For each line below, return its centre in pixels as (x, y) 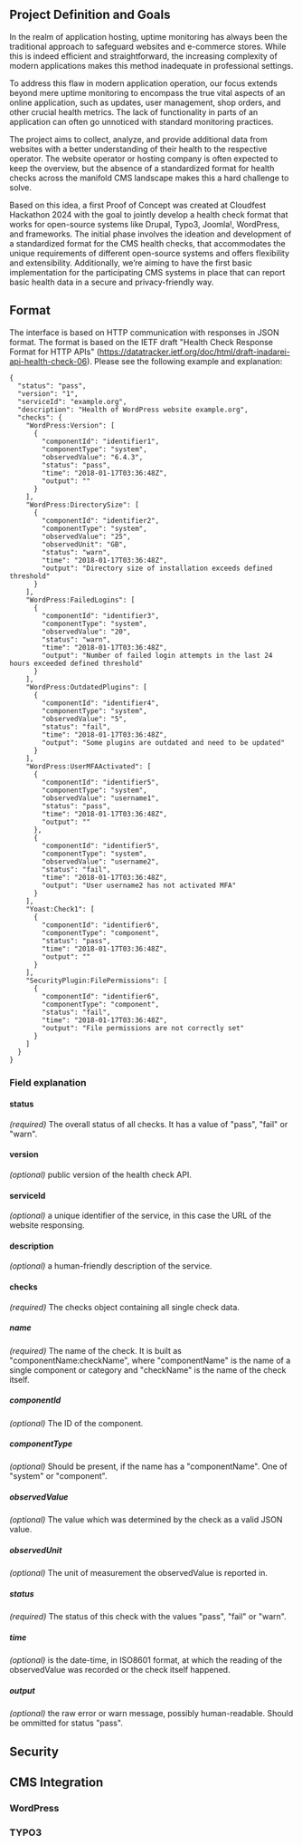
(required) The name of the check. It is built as (96, 1350)
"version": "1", (48, 393)
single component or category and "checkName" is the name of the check (148, 1370)
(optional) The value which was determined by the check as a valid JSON (146, 1520)
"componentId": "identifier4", (101, 703)
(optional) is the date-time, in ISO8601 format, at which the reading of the (146, 1660)
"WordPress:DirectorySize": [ (83, 505)
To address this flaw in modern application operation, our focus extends (143, 83)
